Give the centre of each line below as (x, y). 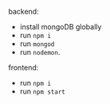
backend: (24, 12)
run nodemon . (40, 52)
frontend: (24, 67)
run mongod (37, 44)
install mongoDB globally (61, 27)
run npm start (42, 91)
